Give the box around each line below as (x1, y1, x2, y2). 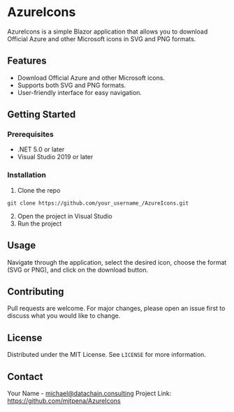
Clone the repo (17, 186, 61, 194)
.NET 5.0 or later (17, 145, 65, 154)
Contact (7, 371, 43, 383)
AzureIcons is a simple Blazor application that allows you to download (7, 27, 208, 36)
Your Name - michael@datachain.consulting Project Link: (7, 389, 172, 397)
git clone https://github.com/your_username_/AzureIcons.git (7, 200, 189, 207)
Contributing (7, 286, 64, 297)
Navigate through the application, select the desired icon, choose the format (7, 258, 227, 266)
